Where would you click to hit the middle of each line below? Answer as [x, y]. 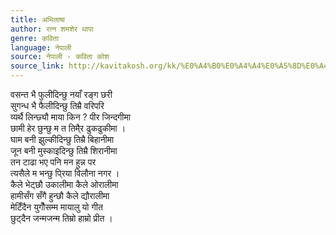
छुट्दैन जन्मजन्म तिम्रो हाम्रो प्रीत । [61, 218]
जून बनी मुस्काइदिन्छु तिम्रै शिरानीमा [64, 150]
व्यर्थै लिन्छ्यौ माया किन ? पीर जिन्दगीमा [70, 117]
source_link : [37, 66]
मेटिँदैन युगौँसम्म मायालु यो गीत [56, 207]
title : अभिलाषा [38, 19]
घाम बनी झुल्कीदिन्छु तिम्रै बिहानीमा [62, 139]
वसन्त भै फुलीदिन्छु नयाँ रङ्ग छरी [61, 94]
